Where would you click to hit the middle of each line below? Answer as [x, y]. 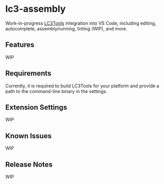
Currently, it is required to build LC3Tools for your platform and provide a [82, 86]
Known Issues [29, 136]
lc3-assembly [35, 9]
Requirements [28, 73]
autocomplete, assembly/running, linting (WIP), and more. [66, 28]
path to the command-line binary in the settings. [56, 91]
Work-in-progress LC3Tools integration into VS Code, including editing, [81, 23]
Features [20, 45]
